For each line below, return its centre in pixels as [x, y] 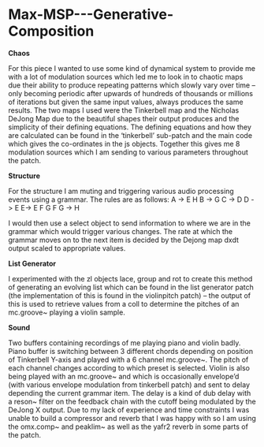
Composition [51, 31]
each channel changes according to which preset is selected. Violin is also [129, 367]
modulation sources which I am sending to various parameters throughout [128, 152]
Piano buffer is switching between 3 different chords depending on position [131, 351]
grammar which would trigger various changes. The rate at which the [121, 231]
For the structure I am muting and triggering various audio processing [121, 191]
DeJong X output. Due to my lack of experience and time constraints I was [129, 410]
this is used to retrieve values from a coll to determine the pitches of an [124, 304]
